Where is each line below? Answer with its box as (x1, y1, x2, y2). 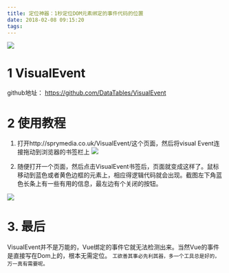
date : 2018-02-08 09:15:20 (7, 16, 85, 23)
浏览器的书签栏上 (41, 148, 90, 156)
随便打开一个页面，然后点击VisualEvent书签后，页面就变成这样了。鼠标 (17, 163, 219, 171)
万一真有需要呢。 (7, 261, 49, 268)
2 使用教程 (7, 115, 67, 131)
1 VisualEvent (7, 65, 86, 81)
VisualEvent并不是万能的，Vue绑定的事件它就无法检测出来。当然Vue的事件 (7, 243, 220, 251)
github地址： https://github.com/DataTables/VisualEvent (7, 88, 166, 97)
